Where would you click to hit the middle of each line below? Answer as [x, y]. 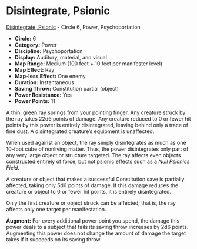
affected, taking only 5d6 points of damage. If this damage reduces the [92, 185]
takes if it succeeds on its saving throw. [54, 239]
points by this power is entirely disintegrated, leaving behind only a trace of [97, 125]
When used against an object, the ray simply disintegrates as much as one [96, 142]
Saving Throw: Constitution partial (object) [67, 88]
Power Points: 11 [35, 101]
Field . [13, 167]
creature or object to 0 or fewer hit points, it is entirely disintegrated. [89, 191]
